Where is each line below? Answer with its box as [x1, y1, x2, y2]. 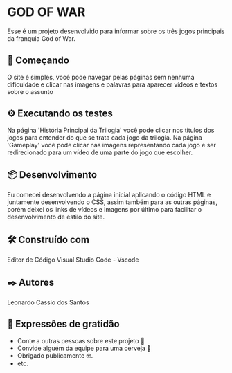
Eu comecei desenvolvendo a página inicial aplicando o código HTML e [7, 191, 211, 199]
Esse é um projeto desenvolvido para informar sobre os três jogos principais [7, 27, 225, 35]
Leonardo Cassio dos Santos [7, 298, 89, 307]
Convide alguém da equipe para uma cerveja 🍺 [17, 344, 152, 352]
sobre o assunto [7, 87, 53, 95]
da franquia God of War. [7, 34, 76, 42]
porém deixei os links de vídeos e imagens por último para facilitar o [7, 206, 202, 214]
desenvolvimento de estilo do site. [7, 212, 105, 221]
